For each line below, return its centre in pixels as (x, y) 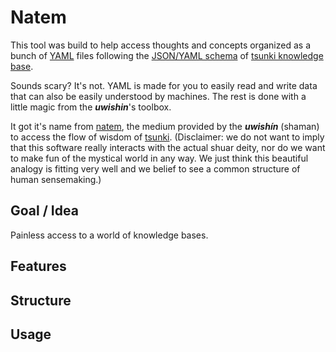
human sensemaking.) (56, 179)
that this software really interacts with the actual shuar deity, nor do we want (168, 147)
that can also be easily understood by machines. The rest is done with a (158, 96)
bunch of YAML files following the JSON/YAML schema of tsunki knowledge (167, 55)
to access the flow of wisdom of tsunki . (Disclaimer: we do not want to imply (167, 137)
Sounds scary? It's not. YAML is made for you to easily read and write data (164, 85)
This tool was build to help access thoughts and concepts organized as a (160, 45)
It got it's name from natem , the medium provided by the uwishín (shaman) (165, 126)
